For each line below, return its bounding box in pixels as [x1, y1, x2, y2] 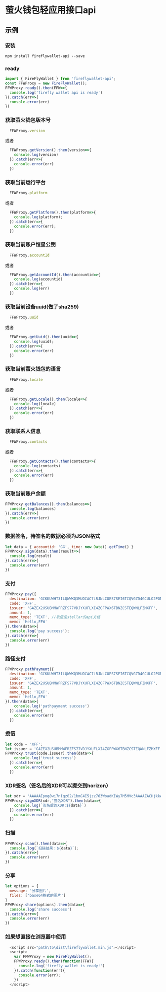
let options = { [5, 884, 39, 889]
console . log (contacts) [14, 464, 61, 469]
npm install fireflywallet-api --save [5, 53, 85, 59]
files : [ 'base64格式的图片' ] [9, 893, 66, 898]
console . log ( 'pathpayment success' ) [14, 704, 90, 709]
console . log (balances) [9, 506, 56, 511]
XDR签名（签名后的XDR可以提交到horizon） [5, 782, 111, 789]
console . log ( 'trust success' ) [14, 756, 77, 761]
